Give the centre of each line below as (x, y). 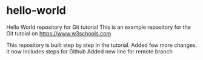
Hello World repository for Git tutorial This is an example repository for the (99, 27)
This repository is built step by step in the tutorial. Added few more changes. (102, 45)
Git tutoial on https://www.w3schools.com (59, 33)
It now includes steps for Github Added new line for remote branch (89, 51)
